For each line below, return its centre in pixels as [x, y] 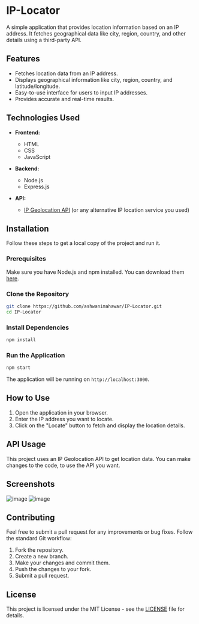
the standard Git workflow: [39, 539]
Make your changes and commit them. [62, 563]
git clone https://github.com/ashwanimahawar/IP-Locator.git [84, 306]
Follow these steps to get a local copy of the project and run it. [83, 243]
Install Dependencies [38, 327]
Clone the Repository [38, 294]
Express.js [37, 187]
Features [23, 59]
